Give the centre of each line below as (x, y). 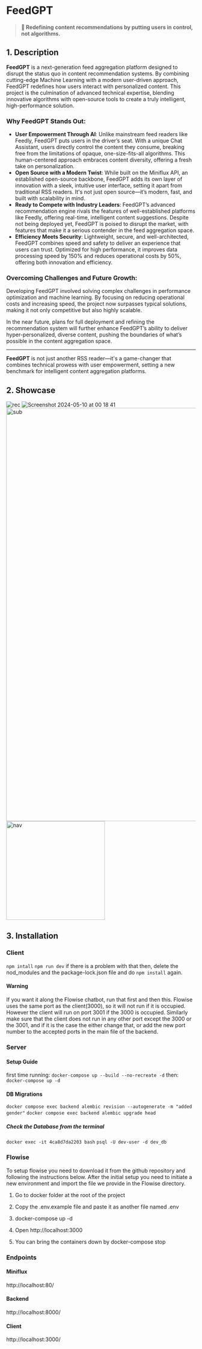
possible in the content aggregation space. (59, 341)
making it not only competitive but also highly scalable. (74, 310)
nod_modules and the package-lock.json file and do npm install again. (94, 972)
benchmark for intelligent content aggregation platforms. (76, 371)
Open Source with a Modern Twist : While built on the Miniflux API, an (101, 173)
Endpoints (22, 1257)
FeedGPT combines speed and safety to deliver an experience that (98, 243)
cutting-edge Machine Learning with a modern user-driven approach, (92, 80)
